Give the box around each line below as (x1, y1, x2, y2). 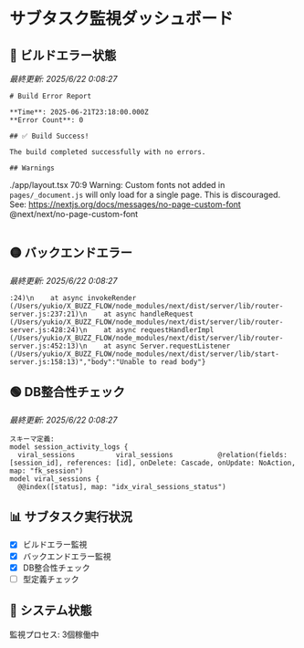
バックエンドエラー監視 (22, 550, 111, 561)
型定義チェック (22, 573, 79, 584)
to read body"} (148, 357, 206, 366)
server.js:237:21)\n (9, 309, 89, 319)
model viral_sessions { (9, 474, 100, 484)
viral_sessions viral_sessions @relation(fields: (17, 450, 288, 459)
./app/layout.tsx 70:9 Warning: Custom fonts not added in (9, 180, 225, 190)
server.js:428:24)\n (9, 325, 89, 334)
